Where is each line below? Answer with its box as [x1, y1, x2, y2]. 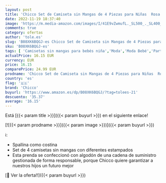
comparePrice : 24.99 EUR [5, 67, 56, 72]
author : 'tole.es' [5, 35, 43, 40]
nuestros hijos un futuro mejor [12, 163, 74, 169]
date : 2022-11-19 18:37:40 [5, 16, 61, 21]
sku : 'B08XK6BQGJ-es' [5, 44, 50, 49]
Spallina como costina [12, 142, 58, 148]
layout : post [5, 7, 32, 12]
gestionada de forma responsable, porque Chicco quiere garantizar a [12, 157, 153, 163]
